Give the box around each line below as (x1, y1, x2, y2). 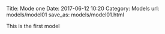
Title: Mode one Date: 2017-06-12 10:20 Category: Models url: (6, 5, 160, 12)
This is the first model (6, 23, 60, 29)
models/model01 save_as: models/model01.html (6, 11, 124, 18)
